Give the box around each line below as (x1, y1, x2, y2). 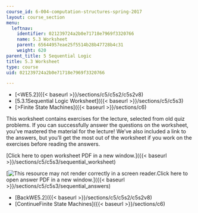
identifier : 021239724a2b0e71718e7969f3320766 (17, 31, 134, 37)
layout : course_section (6, 14, 65, 20)
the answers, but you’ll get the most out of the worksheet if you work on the (6, 134, 192, 142)
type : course (6, 64, 39, 70)
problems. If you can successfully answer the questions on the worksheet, (6, 121, 189, 129)
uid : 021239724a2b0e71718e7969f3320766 (6, 70, 105, 76)
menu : (6, 20, 20, 26)
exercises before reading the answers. (6, 140, 100, 148)
